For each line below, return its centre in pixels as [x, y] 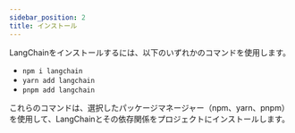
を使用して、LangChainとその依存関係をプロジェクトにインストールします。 [150, 119]
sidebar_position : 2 [48, 17]
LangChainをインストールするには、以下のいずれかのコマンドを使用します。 [150, 52]
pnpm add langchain [59, 90]
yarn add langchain [59, 80]
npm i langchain [52, 71]
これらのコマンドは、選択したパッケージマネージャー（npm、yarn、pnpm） [149, 107]
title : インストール [43, 26]
